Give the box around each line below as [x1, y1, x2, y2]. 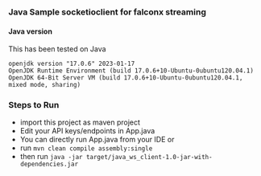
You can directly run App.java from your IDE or [19, 135, 175, 145]
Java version [8, 27, 52, 36]
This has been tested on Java [8, 44, 106, 54]
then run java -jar [19, 152, 83, 162]
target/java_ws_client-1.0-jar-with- [85, 153, 213, 162]
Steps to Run [8, 100, 60, 111]
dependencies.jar [19, 160, 79, 169]
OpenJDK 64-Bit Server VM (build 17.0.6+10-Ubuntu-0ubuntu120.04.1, [8, 74, 243, 82]
